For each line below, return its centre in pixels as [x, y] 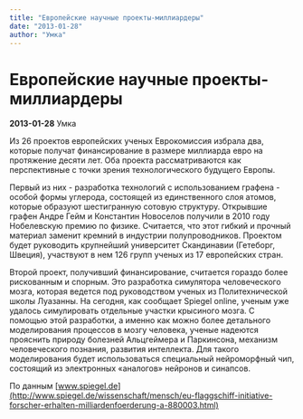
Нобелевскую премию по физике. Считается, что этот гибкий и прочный [150, 226]
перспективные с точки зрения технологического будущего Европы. [142, 170]
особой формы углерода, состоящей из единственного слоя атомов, [143, 197]
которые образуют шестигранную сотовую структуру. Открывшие [138, 207]
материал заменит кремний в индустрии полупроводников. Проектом [146, 235]
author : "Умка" [38, 34]
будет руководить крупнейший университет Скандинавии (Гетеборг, [142, 245]
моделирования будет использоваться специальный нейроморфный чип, [152, 359]
